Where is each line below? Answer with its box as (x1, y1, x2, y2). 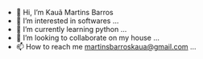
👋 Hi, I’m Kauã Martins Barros (15, 8, 114, 17)
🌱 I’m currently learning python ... (15, 25, 127, 33)
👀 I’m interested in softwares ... (15, 16, 119, 26)
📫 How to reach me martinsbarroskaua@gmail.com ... (15, 42, 197, 51)
